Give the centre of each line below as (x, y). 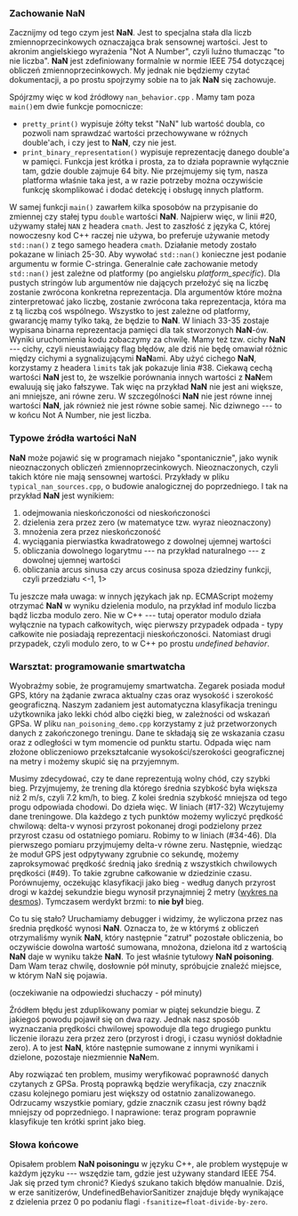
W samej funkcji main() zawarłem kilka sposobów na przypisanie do (134, 207)
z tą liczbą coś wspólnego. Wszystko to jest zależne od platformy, (130, 311)
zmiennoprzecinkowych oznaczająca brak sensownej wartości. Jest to (139, 42)
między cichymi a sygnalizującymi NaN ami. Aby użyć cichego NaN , (133, 358)
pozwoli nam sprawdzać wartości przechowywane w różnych (135, 133)
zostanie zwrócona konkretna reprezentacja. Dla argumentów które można (146, 293)
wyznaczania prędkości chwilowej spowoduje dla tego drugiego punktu (140, 1028)
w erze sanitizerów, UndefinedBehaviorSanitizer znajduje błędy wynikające (147, 1192)
